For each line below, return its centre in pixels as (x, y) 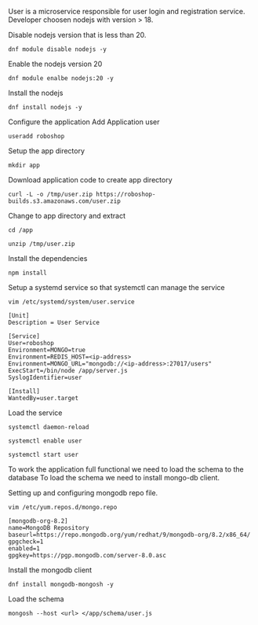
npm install (27, 273)
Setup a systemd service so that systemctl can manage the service (116, 287)
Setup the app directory (46, 151)
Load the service (35, 413)
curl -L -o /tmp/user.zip (50, 194)
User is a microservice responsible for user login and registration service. (127, 11)
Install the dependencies (48, 258)
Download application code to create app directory (90, 180)
